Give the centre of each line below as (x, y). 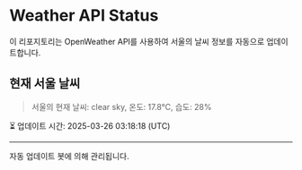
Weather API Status (84, 16)
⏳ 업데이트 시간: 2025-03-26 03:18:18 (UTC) (90, 125)
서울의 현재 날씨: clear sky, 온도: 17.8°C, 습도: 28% (121, 106)
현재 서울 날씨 (45, 84)
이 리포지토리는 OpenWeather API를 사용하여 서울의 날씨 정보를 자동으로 (137, 41)
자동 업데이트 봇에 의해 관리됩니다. (69, 156)
